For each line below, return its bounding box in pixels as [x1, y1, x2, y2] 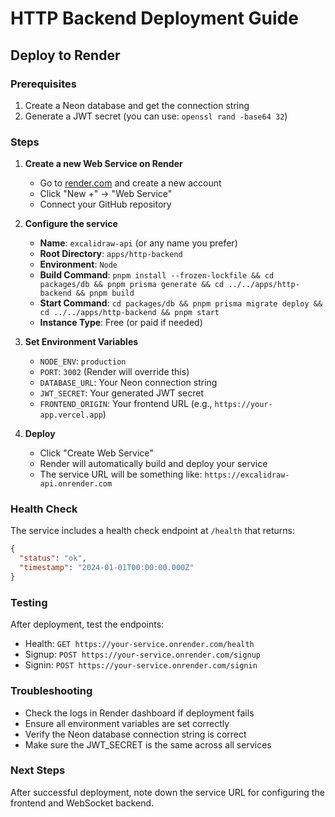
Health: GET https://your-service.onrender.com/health [24, 638, 255, 650]
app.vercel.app [39, 410, 103, 421]
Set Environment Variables [24, 336, 139, 348]
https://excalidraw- [204, 470, 290, 481]
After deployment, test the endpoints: [10, 618, 165, 631]
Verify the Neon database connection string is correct [24, 728, 247, 740]
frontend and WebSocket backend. [10, 797, 155, 809]
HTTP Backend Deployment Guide [10, 7, 299, 30]
